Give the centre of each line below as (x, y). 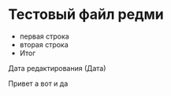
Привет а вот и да (38, 83)
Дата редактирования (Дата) (57, 68)
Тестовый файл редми (86, 15)
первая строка (44, 36)
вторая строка (44, 44)
